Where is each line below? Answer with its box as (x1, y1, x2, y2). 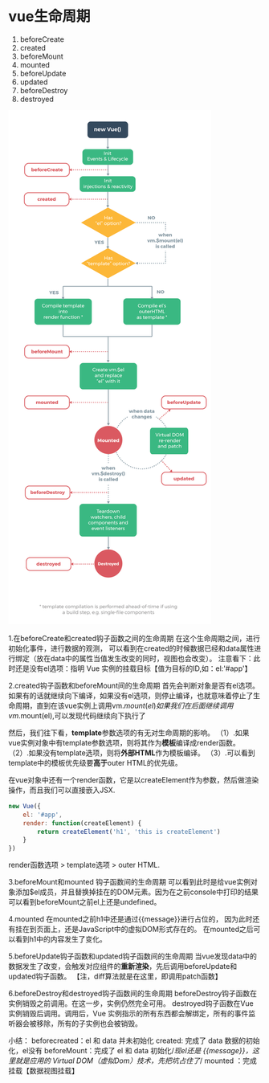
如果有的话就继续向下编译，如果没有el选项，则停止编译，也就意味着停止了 (8, 690, 254, 700)
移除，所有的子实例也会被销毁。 (35, 1019, 142, 1028)
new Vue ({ (8, 802, 42, 810)
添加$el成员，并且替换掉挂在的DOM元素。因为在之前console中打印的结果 (14, 887, 259, 897)
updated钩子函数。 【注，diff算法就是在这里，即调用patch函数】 (8, 971, 222, 981)
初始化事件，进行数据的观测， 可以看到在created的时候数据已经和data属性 (8, 644, 255, 653)
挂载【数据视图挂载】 (8, 1066, 79, 1076)
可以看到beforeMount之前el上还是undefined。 (8, 897, 161, 907)
